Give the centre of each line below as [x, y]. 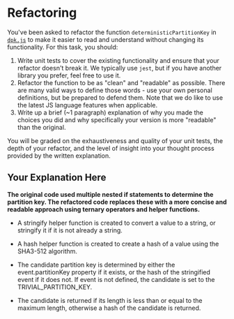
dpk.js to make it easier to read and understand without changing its [106, 39]
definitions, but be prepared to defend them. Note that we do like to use [120, 97]
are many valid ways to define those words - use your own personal [115, 90]
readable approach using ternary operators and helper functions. [104, 209]
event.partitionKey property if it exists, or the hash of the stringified [114, 272]
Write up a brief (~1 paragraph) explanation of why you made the [110, 112]
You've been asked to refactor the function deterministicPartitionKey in [112, 32]
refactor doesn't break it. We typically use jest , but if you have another [119, 68]
